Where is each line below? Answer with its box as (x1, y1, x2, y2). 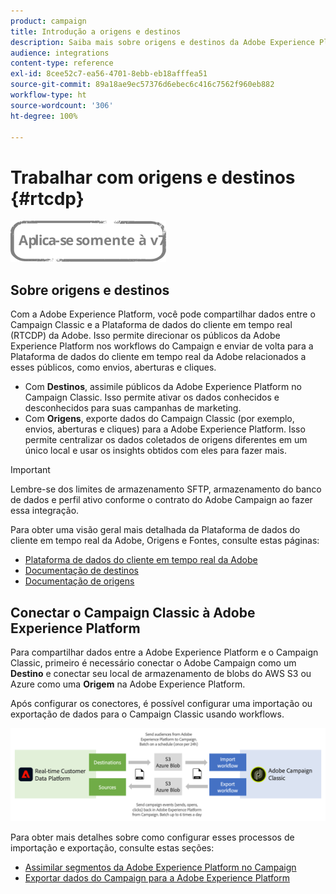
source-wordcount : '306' (10, 100, 114, 110)
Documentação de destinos (24, 565, 139, 577)
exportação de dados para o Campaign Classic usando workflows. (10, 708, 285, 720)
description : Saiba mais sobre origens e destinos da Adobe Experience (10, 37, 315, 47)
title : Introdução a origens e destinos (10, 26, 182, 37)
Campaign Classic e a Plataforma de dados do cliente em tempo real (10, 319, 293, 331)
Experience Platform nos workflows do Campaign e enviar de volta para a (10, 340, 314, 352)
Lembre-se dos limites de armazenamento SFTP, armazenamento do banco (10, 483, 322, 495)
